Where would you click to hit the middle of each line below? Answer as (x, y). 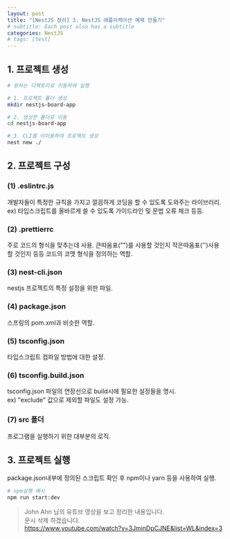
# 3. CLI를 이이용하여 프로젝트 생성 (53, 136)
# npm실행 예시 (26, 491)
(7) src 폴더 (26, 420)
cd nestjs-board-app (37, 123)
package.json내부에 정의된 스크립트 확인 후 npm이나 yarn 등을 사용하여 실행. (112, 478)
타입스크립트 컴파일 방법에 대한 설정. (56, 357)
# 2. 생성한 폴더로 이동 (37, 117)
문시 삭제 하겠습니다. (52, 520)
